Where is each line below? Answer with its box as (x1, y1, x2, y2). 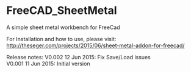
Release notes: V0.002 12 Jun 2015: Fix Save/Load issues (6, 53, 151, 61)
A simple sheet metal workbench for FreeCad (6, 24, 120, 31)
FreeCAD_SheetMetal (6, 4, 117, 18)
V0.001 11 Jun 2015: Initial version (6, 60, 90, 67)
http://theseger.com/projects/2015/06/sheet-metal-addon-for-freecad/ (6, 42, 185, 49)
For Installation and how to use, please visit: (6, 35, 117, 42)
